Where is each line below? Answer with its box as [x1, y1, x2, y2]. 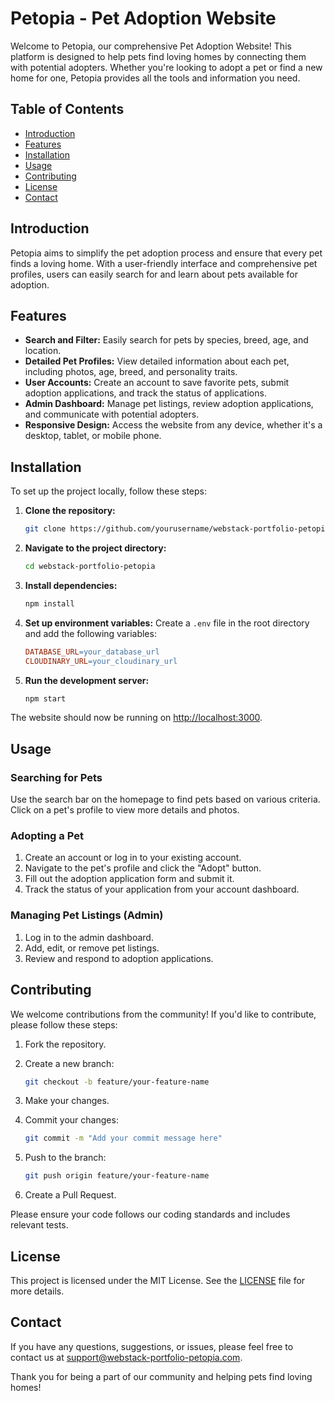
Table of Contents [10, 101, 125, 118]
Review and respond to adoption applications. [24, 952, 214, 964]
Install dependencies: [24, 579, 118, 591]
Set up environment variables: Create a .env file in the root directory [24, 617, 310, 629]
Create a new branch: [24, 1057, 115, 1069]
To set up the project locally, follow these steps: [10, 485, 208, 497]
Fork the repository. [24, 1038, 107, 1050]
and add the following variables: [24, 627, 157, 639]
